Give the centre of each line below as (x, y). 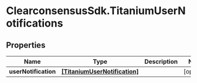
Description (161, 62)
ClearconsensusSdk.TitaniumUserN (96, 11)
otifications (35, 23)
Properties (26, 45)
